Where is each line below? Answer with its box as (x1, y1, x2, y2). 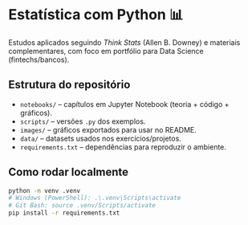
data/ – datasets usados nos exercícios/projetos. (19, 133, 182, 143)
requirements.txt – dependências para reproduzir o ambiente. (19, 141, 227, 152)
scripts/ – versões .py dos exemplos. (19, 117, 146, 126)
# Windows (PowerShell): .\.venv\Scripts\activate (8, 194, 181, 202)
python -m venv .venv (8, 186, 81, 194)
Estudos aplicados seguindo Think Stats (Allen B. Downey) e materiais (8, 37, 241, 47)
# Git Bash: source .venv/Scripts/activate (8, 202, 157, 210)
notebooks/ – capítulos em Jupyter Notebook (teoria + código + (19, 99, 230, 108)
